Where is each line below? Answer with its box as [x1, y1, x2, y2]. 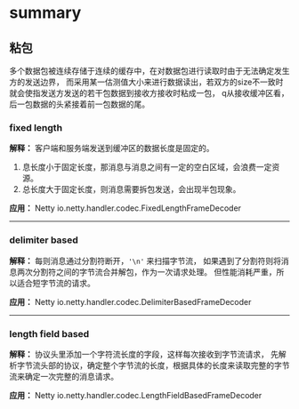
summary [9, 3, 82, 23]
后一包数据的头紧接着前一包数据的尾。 [9, 99, 149, 109]
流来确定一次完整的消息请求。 [9, 371, 118, 381]
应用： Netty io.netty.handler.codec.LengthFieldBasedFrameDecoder [9, 389, 263, 400]
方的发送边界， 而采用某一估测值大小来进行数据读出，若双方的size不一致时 [9, 76, 284, 87]
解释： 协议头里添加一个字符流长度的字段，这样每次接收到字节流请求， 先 [9, 349, 279, 359]
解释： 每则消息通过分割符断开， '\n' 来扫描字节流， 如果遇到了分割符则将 [9, 255, 282, 266]
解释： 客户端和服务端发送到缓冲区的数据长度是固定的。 [9, 143, 214, 154]
